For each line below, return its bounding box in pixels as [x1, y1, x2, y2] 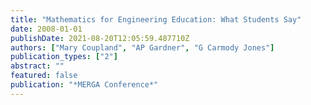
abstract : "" [10, 61, 65, 71]
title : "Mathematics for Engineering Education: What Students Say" [10, 14, 302, 25]
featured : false [10, 71, 78, 81]
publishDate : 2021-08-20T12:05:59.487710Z [10, 33, 190, 43]
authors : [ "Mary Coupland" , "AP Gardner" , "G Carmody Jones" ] [10, 42, 275, 53]
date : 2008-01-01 [10, 24, 83, 34]
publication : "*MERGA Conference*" [10, 80, 159, 90]
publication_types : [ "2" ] [10, 52, 118, 62]
